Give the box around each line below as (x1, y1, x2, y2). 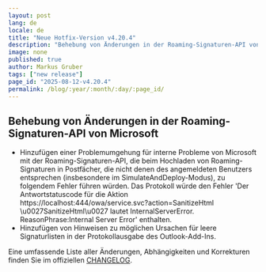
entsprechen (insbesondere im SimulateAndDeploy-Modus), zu (19, 173, 226, 183)
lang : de (8, 19, 37, 27)
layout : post (8, 11, 51, 20)
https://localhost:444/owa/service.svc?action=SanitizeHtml (19, 198, 215, 208)
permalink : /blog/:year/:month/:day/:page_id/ (8, 85, 165, 93)
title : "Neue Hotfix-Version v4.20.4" (8, 33, 136, 42)
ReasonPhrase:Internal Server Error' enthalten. (19, 215, 173, 225)
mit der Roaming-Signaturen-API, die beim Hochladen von (19, 156, 210, 166)
